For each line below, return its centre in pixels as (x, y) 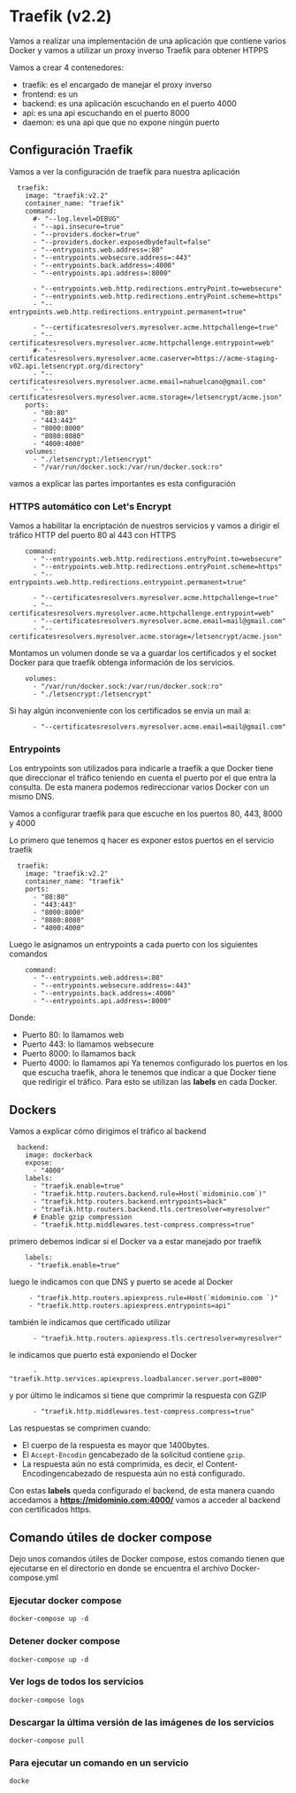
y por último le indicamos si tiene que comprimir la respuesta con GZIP (138, 1395)
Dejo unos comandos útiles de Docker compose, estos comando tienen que (147, 1558)
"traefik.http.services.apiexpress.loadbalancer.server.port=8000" (136, 1379)
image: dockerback (59, 1155)
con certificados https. (50, 1509)
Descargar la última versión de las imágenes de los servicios (142, 1722)
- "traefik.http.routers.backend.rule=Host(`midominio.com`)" (149, 1194)
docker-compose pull (47, 1741)
